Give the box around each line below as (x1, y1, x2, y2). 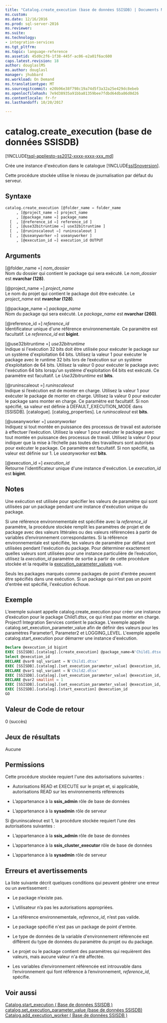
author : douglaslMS (5, 63, 46, 68)
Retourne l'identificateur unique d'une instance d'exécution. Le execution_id (5, 465, 161, 471)
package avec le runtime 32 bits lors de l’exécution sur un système (5, 356, 142, 362)
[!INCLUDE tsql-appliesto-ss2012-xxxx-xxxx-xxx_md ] (5, 153, 114, 159)
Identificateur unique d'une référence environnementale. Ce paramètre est (5, 325, 158, 332)
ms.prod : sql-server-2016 (5, 21, 59, 26)
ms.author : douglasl (5, 68, 48, 73)
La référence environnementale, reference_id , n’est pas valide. (12, 914, 140, 920)
